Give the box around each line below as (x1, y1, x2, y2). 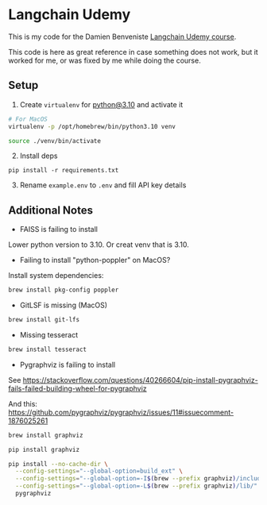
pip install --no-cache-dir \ (8, 460, 109, 468)
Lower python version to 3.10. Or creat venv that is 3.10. (8, 240, 189, 249)
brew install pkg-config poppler (8, 286, 119, 295)
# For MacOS (8, 115, 48, 123)
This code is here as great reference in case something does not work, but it (8, 47, 258, 56)
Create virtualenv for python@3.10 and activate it (19, 99, 184, 109)
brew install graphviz (8, 431, 83, 439)
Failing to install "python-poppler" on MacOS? (19, 256, 171, 265)
